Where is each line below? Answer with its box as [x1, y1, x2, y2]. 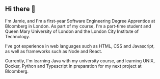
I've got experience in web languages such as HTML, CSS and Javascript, [5, 43, 155, 49]
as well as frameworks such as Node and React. [5, 48, 102, 54]
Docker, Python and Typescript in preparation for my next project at [5, 63, 142, 69]
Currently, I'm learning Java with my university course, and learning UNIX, [5, 57, 155, 64]
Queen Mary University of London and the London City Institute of [5, 28, 139, 34]
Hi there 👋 [5, 5, 36, 13]
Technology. [5, 33, 30, 39]
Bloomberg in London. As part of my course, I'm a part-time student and [5, 23, 151, 29]
